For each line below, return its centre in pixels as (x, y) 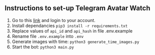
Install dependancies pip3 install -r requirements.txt (70, 25)
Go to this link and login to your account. (53, 20)
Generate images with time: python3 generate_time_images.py (75, 41)
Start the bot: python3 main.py (43, 46)
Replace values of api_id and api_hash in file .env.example (72, 31)
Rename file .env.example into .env (48, 36)
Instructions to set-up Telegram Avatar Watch (77, 8)
